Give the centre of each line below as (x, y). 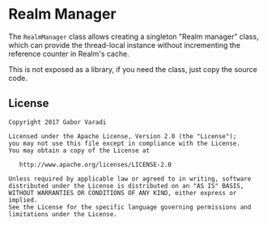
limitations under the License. (63, 214)
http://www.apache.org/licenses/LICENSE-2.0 (95, 164)
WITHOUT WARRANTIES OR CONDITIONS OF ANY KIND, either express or (123, 193)
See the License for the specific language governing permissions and (130, 207)
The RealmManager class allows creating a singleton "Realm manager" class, (133, 36)
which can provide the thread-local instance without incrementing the (125, 45)
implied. (23, 200)
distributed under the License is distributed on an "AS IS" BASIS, (126, 186)
